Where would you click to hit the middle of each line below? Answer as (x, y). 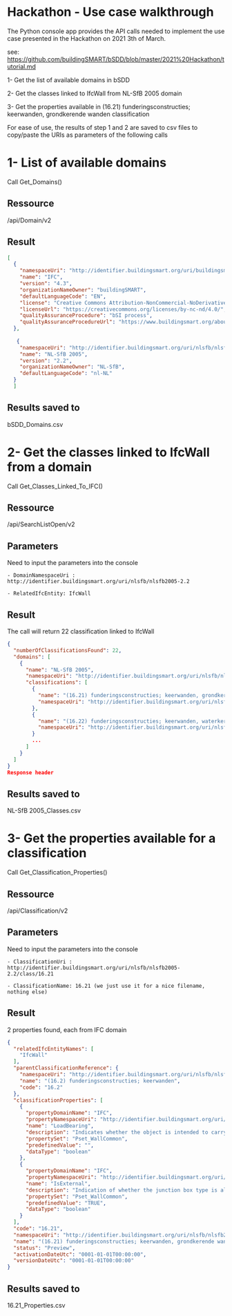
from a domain (49, 467)
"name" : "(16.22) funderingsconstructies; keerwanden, (118, 721)
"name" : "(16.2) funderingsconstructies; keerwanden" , (100, 1081)
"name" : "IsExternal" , (58, 1183)
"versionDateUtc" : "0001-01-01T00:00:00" (74, 1261)
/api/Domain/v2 (29, 220)
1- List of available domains (87, 163)
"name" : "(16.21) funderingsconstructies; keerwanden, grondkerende (114, 1241)
